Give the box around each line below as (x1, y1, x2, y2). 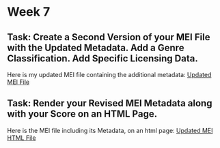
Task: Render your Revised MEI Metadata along (7, 98, 212, 109)
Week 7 (7, 4, 51, 20)
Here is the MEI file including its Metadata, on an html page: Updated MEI (7, 126, 213, 134)
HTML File (7, 134, 36, 142)
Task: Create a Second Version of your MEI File (7, 31, 210, 43)
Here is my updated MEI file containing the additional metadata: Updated (7, 71, 212, 78)
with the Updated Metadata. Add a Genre (7, 42, 184, 53)
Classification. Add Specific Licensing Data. (7, 53, 198, 64)
